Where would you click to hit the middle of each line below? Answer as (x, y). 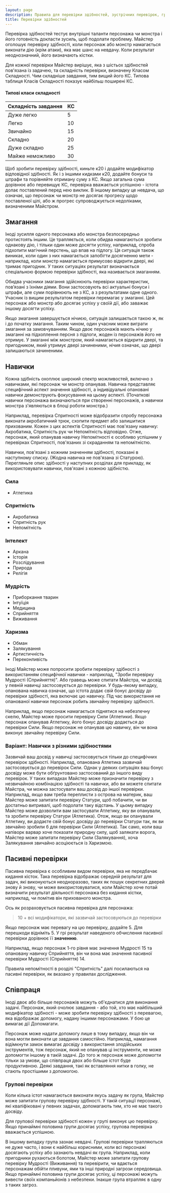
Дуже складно (26, 147)
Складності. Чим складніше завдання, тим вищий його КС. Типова (77, 76)
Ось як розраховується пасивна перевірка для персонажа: (70, 908)
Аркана (20, 552)
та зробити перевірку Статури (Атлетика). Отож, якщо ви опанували (79, 816)
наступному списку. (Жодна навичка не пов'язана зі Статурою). (75, 458)
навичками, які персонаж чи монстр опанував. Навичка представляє (80, 384)
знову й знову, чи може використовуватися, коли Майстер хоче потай (81, 887)
